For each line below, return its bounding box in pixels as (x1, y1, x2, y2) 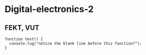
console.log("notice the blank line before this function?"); (9, 41, 142, 46)
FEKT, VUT (5, 23, 40, 32)
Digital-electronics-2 (5, 3, 94, 15)
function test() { (5, 36, 43, 41)
